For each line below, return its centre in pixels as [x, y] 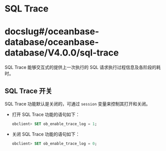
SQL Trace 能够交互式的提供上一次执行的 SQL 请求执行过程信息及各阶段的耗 [83, 67]
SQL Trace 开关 [29, 91]
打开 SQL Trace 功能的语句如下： [46, 114]
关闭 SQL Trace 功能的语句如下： [46, 134]
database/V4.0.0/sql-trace [62, 53]
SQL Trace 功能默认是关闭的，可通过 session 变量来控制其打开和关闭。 [78, 103]
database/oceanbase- [52, 42]
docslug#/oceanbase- [52, 32]
